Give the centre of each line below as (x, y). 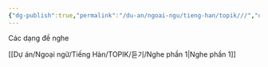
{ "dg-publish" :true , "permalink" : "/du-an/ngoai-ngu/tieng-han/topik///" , (132, 15)
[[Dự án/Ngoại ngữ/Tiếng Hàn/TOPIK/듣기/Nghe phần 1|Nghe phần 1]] (122, 54)
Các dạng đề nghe (39, 38)
